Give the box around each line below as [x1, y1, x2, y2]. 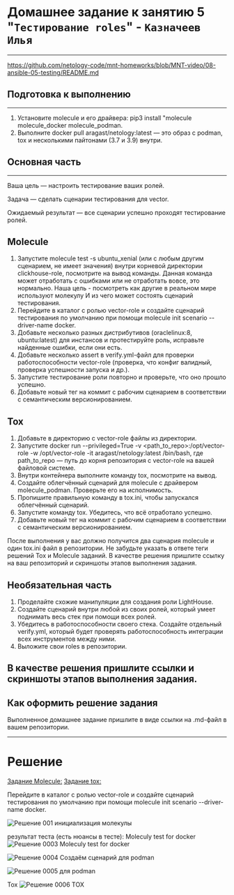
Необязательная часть [7, 579, 112, 591]
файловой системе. [17, 464, 76, 472]
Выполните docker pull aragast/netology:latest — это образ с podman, [17, 128, 223, 137]
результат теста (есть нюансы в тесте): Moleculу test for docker [7, 832, 196, 841]
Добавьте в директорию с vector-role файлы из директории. [17, 434, 197, 443]
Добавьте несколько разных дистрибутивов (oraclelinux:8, [17, 329, 193, 337]
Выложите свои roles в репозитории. [17, 642, 127, 650]
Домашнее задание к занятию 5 [7, 4, 205, 20]
